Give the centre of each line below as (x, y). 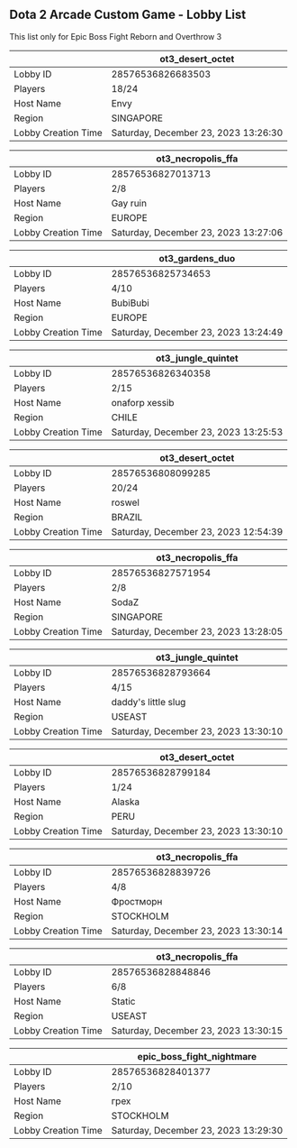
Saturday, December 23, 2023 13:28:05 (197, 631)
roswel (125, 502)
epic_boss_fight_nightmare (197, 1056)
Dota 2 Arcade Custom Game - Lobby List (128, 15)
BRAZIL (127, 517)
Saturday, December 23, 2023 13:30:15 (197, 1030)
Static (123, 1001)
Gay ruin (129, 203)
